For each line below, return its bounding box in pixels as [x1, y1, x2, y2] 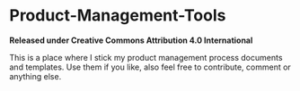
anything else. [9, 70, 62, 81]
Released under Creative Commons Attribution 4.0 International [9, 35, 253, 45]
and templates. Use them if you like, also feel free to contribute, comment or [9, 62, 292, 72]
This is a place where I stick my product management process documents [9, 52, 283, 62]
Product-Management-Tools [9, 5, 226, 26]
